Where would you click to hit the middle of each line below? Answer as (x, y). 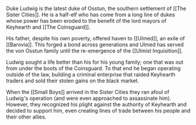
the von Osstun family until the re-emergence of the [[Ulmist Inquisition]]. (94, 51)
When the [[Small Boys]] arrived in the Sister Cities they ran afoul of (88, 92)
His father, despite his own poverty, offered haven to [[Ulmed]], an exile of (96, 38)
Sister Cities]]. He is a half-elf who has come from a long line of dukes (91, 15)
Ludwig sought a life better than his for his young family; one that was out (95, 62)
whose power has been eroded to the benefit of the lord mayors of (86, 21)
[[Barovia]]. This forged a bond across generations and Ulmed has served (95, 44)
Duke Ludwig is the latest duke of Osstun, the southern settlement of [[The (96, 8)
